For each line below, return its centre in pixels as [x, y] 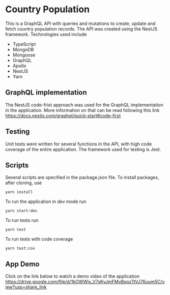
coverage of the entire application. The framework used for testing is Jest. [83, 149]
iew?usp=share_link [26, 287]
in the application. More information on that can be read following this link [82, 110]
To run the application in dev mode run [46, 201]
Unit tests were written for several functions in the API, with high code [79, 144]
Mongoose [24, 55]
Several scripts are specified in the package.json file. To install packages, [82, 178]
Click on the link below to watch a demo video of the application [73, 276]
